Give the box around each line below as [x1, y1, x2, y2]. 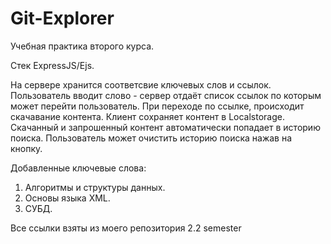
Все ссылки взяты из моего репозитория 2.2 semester [10, 222, 242, 234]
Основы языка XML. [24, 192, 111, 204]
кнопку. [10, 142, 43, 154]
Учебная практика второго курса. [10, 40, 155, 52]
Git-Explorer [10, 7, 115, 30]
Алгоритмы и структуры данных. [24, 181, 166, 193]
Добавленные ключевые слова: [10, 162, 147, 174]
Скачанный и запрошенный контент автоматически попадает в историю [10, 121, 321, 133]
